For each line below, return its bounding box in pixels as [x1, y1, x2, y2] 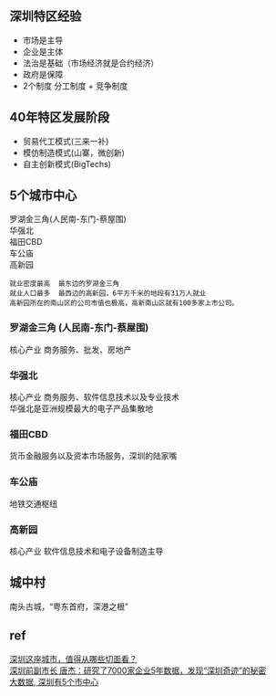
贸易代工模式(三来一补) [22, 135, 109, 146]
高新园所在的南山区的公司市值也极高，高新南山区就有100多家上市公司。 [9, 299, 239, 308]
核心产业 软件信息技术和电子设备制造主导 [9, 545, 164, 556]
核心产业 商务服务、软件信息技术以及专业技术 [9, 392, 179, 403]
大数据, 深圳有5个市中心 [9, 676, 99, 687]
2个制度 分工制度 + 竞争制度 [22, 80, 128, 91]
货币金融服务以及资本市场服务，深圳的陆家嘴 [9, 450, 178, 461]
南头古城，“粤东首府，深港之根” [9, 601, 129, 612]
